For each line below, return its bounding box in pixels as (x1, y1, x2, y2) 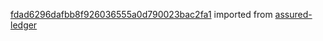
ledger (10, 19, 38, 31)
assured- (274, 9, 313, 20)
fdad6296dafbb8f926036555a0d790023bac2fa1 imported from (10, 9, 273, 20)
